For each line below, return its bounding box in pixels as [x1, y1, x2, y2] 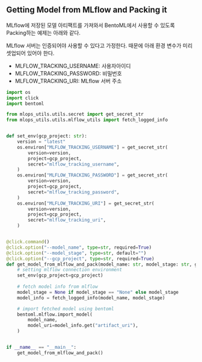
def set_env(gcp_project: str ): [6, 133, 87, 139]
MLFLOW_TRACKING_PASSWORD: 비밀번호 [14, 69, 122, 77]
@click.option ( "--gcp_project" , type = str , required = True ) [6, 255, 155, 261]
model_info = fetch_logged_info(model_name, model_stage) [17, 295, 165, 301]
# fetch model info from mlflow [17, 284, 98, 290]
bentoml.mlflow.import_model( [17, 311, 93, 317]
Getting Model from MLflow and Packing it [6, 5, 167, 15]
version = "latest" [17, 139, 66, 145]
